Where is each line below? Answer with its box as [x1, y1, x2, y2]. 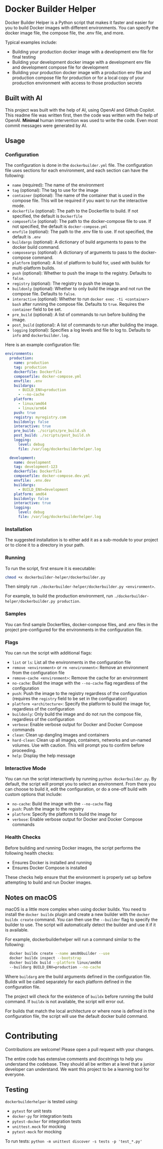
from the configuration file [12, 670, 65, 675]
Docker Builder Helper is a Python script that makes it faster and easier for [5, 20, 154, 25]
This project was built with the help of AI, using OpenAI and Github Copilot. [5, 107, 155, 113]
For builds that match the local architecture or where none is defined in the [5, 1008, 155, 1014]
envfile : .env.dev [14, 478, 51, 483]
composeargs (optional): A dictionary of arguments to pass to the [12, 250, 140, 256]
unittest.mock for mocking [12, 1123, 66, 1129]
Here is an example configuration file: [5, 342, 80, 348]
